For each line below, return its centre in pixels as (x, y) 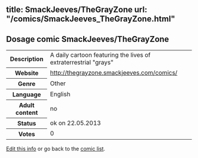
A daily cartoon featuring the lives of (100, 55)
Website (27, 73)
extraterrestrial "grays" (82, 63)
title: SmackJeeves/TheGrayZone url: (77, 10)
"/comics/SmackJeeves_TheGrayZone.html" (91, 19)
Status (27, 123)
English (60, 94)
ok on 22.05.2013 (75, 122)
